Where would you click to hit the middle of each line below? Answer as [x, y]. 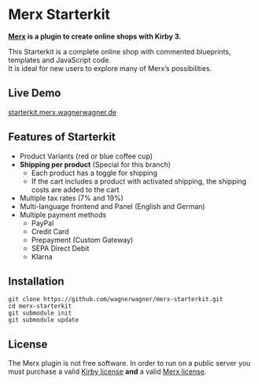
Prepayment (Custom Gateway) [82, 240]
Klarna [42, 256]
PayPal [42, 223]
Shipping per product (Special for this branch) [95, 164]
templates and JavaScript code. [60, 60]
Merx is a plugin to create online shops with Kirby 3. [95, 36]
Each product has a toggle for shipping [94, 173]
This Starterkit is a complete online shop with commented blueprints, [120, 51]
